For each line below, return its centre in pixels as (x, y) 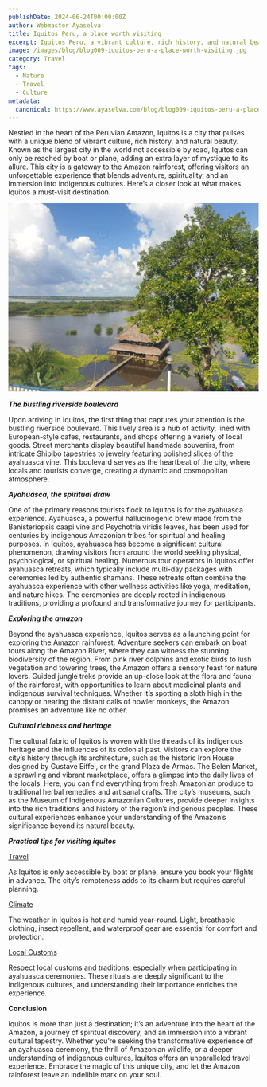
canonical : (33, 109)
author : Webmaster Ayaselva (55, 25)
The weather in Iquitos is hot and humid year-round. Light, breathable (122, 920)
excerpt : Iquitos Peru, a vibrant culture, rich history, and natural (128, 42)
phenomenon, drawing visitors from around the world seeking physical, (125, 552)
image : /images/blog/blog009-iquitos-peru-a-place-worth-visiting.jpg (128, 51)
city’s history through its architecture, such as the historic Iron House (121, 758)
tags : (17, 68)
